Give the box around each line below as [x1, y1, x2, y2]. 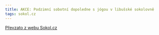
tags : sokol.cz [5, 12, 36, 16]
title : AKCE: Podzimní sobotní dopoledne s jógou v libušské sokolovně [5, 7, 154, 12]
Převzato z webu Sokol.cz [5, 24, 58, 30]
